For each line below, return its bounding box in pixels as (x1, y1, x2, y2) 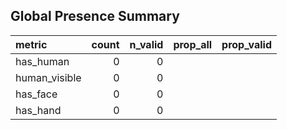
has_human (15, 54, 70, 68)
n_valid (129, 37, 164, 51)
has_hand (15, 103, 62, 117)
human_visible (15, 70, 82, 84)
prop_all (173, 37, 213, 51)
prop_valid (221, 37, 273, 51)
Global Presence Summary (10, 8, 180, 25)
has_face (15, 87, 58, 101)
